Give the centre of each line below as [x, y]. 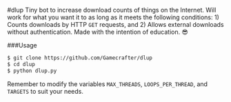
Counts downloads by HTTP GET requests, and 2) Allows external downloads [115, 24]
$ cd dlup [21, 64]
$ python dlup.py [32, 71]
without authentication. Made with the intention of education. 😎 [98, 32]
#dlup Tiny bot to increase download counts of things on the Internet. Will [112, 10]
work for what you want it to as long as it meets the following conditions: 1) [113, 17]
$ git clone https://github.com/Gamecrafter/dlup [80, 58]
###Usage [22, 45]
